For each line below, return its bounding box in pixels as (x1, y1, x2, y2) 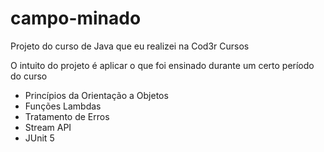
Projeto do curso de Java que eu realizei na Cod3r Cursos (10, 40, 250, 52)
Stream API (24, 121, 72, 133)
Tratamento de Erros (24, 110, 110, 122)
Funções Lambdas (24, 100, 102, 112)
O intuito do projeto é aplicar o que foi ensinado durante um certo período (10, 59, 315, 71)
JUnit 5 (24, 132, 55, 144)
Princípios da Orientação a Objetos (24, 89, 169, 101)
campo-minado (10, 7, 142, 30)
